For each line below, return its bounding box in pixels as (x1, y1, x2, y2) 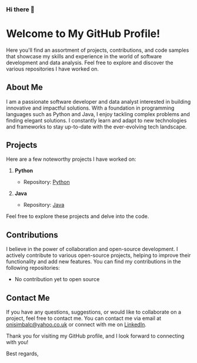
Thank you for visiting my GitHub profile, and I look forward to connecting (6, 332, 185, 339)
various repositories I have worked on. (6, 65, 99, 72)
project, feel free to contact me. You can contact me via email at (6, 315, 162, 322)
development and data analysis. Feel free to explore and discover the (6, 59, 173, 66)
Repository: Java (23, 202, 65, 209)
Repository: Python (23, 179, 71, 186)
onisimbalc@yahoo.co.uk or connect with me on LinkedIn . (6, 321, 147, 328)
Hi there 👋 (6, 5, 35, 14)
